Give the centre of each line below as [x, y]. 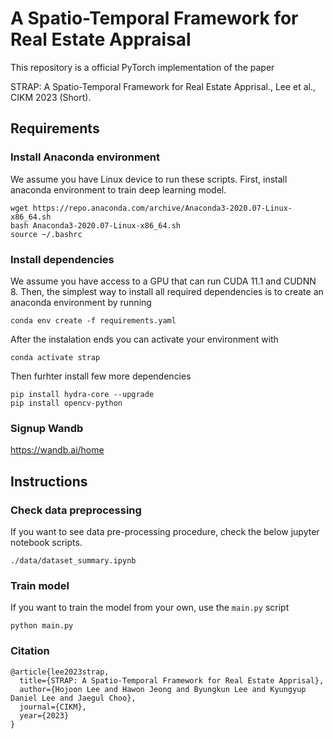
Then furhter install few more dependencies [101, 376]
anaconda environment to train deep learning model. [118, 189]
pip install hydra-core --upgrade [82, 394]
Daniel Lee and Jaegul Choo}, [73, 698]
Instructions [49, 481]
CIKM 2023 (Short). [51, 97]
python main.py [42, 626]
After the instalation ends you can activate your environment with [144, 339]
